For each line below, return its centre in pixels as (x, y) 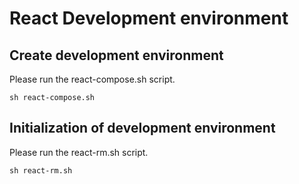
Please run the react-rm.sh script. (79, 152)
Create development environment (116, 55)
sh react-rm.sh (41, 170)
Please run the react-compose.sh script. (92, 79)
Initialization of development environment (142, 128)
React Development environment (149, 18)
